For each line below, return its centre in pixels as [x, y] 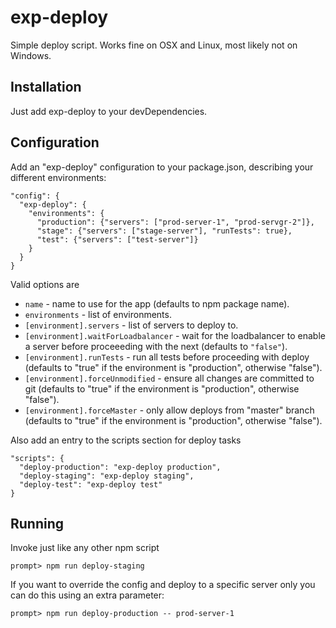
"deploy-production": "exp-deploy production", [120, 467]
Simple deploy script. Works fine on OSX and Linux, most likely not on [154, 45]
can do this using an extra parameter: [87, 595]
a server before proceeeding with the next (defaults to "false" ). [156, 346]
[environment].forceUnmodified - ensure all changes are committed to [169, 378]
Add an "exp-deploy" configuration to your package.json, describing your [162, 167]
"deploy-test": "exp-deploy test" [91, 484]
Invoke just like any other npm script [85, 548]
